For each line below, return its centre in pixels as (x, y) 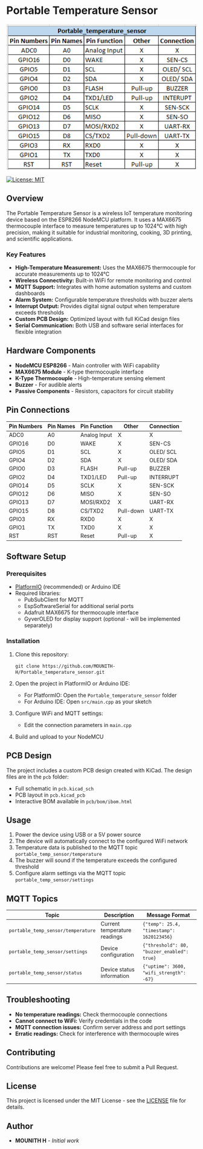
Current (110, 924)
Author (20, 1126)
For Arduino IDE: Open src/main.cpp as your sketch (88, 701)
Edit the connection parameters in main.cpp (78, 725)
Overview (25, 199)
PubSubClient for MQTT (54, 600)
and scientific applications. (40, 239)
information (115, 976)
